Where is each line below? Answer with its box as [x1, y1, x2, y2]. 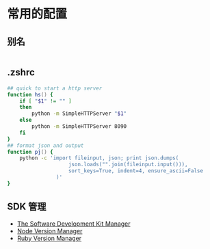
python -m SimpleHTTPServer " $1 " [31, 110, 127, 117]
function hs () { [7, 91, 53, 98]
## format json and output [7, 142, 84, 149]
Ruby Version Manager [16, 234, 82, 242]
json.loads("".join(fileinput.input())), [68, 161, 188, 168]
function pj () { [7, 148, 53, 155]
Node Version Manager [16, 226, 83, 235]
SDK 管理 [7, 201, 47, 213]
